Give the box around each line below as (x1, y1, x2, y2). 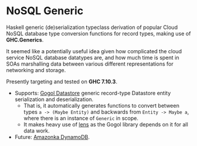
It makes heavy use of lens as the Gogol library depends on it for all (23, 121, 188, 128)
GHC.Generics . (6, 36, 44, 43)
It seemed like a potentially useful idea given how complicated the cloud (6, 47, 182, 54)
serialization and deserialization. (14, 96, 93, 103)
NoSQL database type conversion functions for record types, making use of (6, 30, 191, 37)
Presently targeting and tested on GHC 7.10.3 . (6, 78, 118, 85)
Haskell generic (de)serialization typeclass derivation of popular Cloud (6, 24, 178, 31)
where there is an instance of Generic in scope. (23, 114, 139, 122)
